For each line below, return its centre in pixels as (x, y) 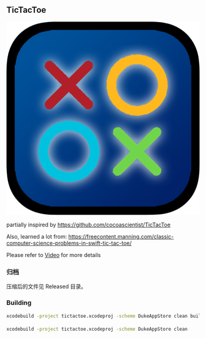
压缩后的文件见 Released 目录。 (47, 286)
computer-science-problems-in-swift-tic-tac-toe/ (69, 243)
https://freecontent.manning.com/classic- (121, 236)
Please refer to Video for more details (54, 255)
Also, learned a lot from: (37, 236)
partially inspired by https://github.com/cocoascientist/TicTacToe (88, 225)
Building (19, 303)
